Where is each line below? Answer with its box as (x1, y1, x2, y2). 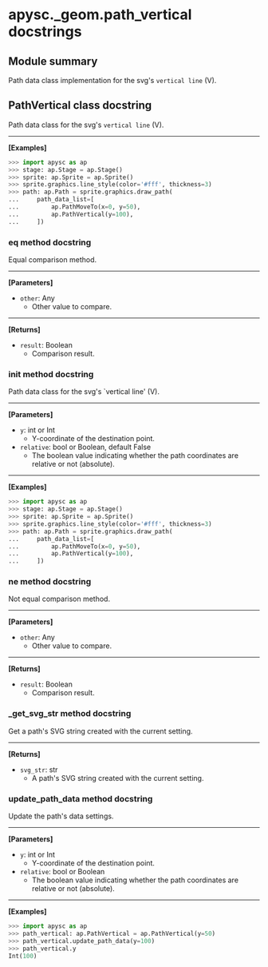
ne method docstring (8, 576, 92, 587)
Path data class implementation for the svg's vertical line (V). (8, 76, 217, 85)
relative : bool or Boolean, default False (19, 442, 152, 452)
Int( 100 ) (8, 952, 37, 960)
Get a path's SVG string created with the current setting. (8, 726, 193, 736)
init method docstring (8, 368, 94, 380)
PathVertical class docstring (8, 98, 152, 113)
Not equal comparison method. (8, 594, 110, 604)
